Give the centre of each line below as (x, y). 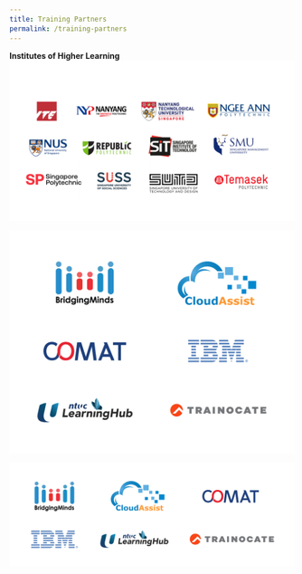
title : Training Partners (58, 19)
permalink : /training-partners (68, 29)
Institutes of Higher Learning (65, 55)
